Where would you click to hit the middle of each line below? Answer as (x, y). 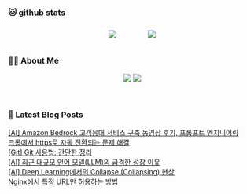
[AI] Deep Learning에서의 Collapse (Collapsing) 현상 (91, 171)
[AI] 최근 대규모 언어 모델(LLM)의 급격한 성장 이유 (84, 162)
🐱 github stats (37, 13)
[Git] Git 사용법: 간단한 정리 (50, 152)
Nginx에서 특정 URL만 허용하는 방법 (63, 181)
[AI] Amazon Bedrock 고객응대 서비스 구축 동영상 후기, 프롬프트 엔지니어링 (124, 132)
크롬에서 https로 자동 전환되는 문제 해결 (69, 142)
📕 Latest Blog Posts (46, 115)
